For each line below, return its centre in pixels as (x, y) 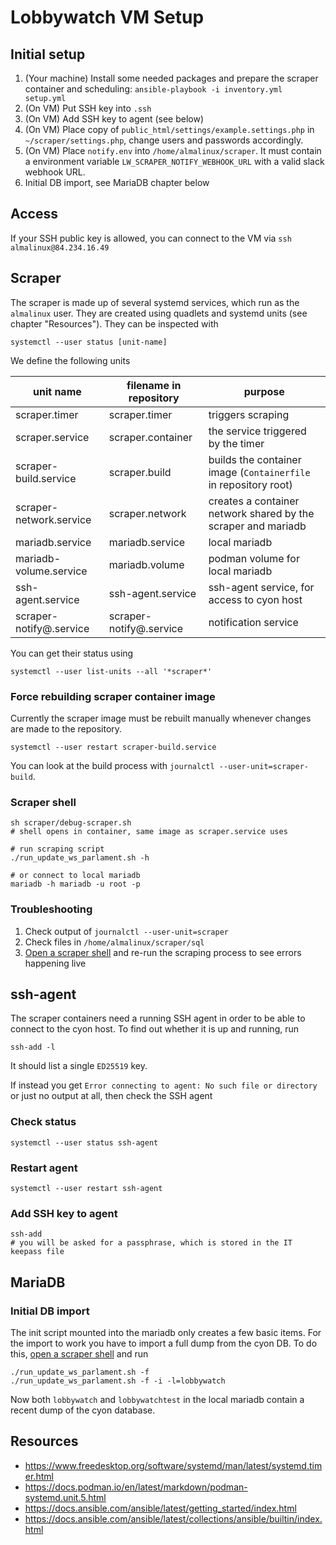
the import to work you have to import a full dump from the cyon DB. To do (164, 1343)
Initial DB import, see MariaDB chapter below (117, 182)
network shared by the (261, 513)
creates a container (254, 501)
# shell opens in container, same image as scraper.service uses (149, 832)
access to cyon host (255, 599)
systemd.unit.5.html (65, 1497)
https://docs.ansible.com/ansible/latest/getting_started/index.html (160, 1508)
